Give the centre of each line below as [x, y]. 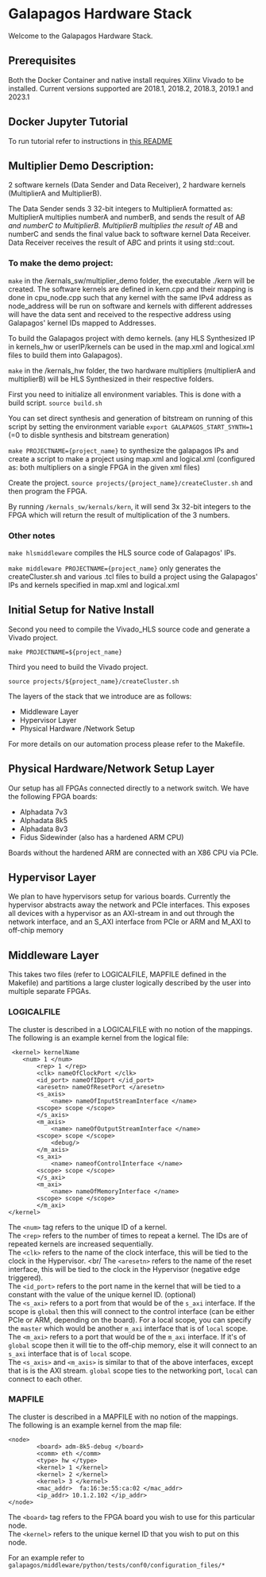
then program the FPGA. [48, 491]
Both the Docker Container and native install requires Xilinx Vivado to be [126, 79]
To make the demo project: [61, 263]
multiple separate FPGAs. [50, 991]
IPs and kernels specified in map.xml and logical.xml [94, 585]
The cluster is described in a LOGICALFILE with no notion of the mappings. [130, 1029]
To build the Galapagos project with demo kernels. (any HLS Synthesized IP [132, 338]
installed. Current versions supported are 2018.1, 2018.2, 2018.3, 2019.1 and [131, 88]
